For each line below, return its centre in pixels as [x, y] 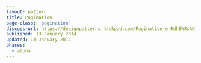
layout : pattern [26, 12]
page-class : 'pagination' [39, 23]
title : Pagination [29, 17]
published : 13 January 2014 [42, 34]
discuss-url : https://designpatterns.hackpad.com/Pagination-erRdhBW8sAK [101, 28]
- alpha [21, 51]
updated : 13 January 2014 [39, 40]
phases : [16, 46]
